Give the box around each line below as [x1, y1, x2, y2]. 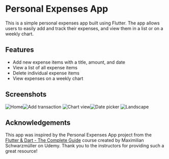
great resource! [5, 148, 38, 154]
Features [5, 45, 34, 54]
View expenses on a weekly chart [12, 75, 83, 82]
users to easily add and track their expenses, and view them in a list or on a [5, 25, 163, 31]
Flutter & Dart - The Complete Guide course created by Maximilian [5, 137, 144, 143]
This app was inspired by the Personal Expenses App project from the [5, 132, 152, 138]
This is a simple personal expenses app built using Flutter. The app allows [5, 20, 160, 26]
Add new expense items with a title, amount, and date [12, 59, 126, 65]
